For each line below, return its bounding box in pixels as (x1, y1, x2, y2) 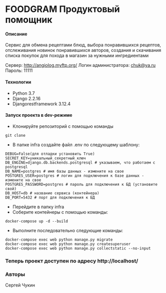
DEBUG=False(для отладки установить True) (5, 151, 95, 156)
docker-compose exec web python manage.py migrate (5, 237, 113, 242)
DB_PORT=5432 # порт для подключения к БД (5, 195, 95, 200)
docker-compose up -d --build (5, 219, 68, 224)
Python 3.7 (12, 90, 35, 96)
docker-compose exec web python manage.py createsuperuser (5, 241, 131, 247)
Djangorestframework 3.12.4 (12, 101, 71, 107)
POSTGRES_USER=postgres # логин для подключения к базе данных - (5, 173, 144, 178)
